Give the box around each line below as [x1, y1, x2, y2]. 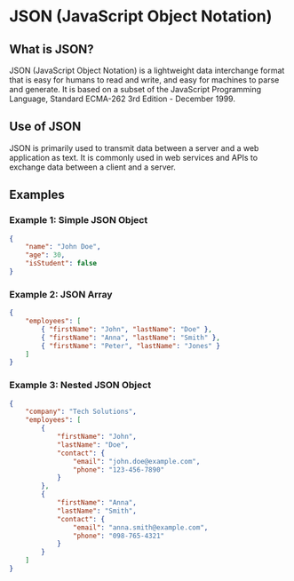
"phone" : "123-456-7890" [72, 465, 165, 474]
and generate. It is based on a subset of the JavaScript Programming [9, 84, 262, 94]
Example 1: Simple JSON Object [9, 214, 148, 227]
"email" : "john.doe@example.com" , [72, 457, 201, 466]
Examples [9, 187, 65, 203]
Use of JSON [9, 119, 82, 134]
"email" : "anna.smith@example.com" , [72, 522, 209, 532]
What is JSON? [9, 42, 95, 57]
